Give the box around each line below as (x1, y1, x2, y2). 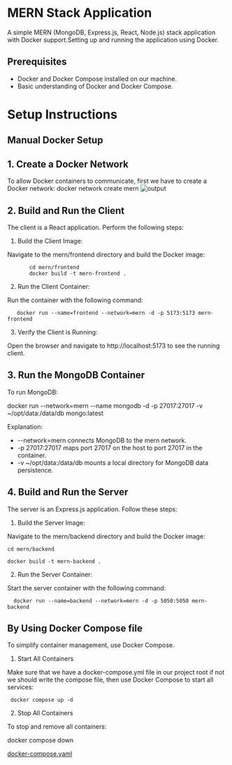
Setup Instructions (7, 107, 117, 122)
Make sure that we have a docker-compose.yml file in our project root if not (7, 668, 225, 677)
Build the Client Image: (17, 236, 83, 245)
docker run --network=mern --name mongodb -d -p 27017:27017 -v (7, 401, 203, 409)
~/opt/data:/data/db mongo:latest (7, 409, 103, 417)
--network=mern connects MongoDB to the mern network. (17, 436, 187, 445)
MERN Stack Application (7, 5, 152, 21)
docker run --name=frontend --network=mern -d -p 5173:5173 (16, 309, 196, 316)
